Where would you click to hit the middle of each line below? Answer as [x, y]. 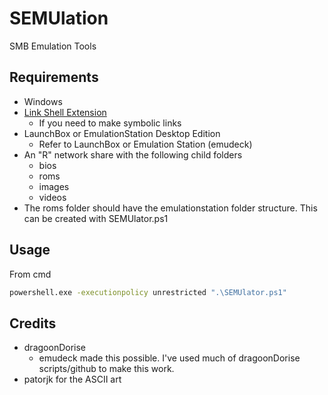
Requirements [54, 77]
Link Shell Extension [65, 112]
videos [52, 197]
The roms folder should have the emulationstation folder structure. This [170, 208]
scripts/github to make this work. [106, 369]
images [54, 186]
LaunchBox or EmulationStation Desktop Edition [122, 133]
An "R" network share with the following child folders [133, 154]
